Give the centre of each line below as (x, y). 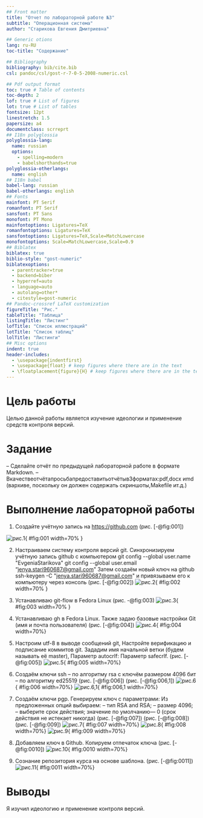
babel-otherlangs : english (40, 191)
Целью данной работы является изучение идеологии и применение (94, 418)
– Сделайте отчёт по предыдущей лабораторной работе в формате (93, 466)
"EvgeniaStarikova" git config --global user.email (76, 563)
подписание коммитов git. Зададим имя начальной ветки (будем (99, 650)
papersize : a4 (24, 124)
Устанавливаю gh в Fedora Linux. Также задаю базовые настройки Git (105, 618)
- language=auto (32, 287)
